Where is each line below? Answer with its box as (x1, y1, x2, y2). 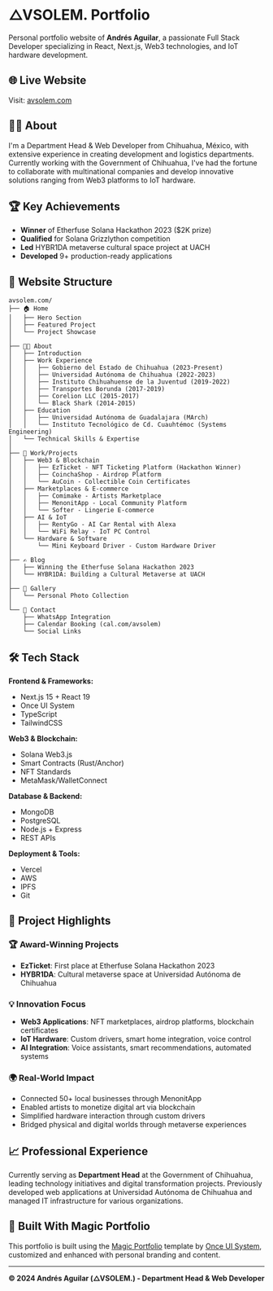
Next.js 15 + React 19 (19, 692, 91, 701)
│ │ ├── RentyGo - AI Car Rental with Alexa (8, 520, 176, 529)
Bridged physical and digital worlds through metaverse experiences (19, 1120, 247, 1130)
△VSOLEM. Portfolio (8, 6, 150, 24)
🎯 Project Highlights (8, 914, 111, 928)
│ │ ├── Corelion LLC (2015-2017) (8, 393, 140, 401)
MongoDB (19, 807, 54, 816)
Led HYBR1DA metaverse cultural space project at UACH (19, 243, 210, 252)
